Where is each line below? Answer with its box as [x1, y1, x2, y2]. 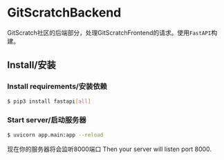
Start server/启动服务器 [7, 115, 86, 125]
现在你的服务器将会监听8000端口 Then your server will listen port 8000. [7, 145, 212, 153]
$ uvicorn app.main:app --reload [7, 131, 104, 139]
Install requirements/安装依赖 [7, 81, 107, 91]
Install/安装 [7, 59, 57, 71]
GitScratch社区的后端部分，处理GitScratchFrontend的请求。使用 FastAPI [7, 28, 212, 37]
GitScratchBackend [7, 5, 122, 21]
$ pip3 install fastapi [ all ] [7, 98, 91, 105]
